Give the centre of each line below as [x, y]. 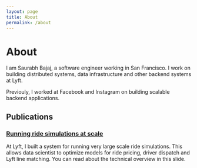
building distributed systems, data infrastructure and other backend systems [99, 74]
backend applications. [33, 98]
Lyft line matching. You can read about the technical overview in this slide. [96, 159]
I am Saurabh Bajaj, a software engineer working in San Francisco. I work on [98, 68]
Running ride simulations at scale [55, 133]
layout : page [22, 11]
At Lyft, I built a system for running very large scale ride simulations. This [94, 146]
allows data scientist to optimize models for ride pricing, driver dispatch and [98, 153]
